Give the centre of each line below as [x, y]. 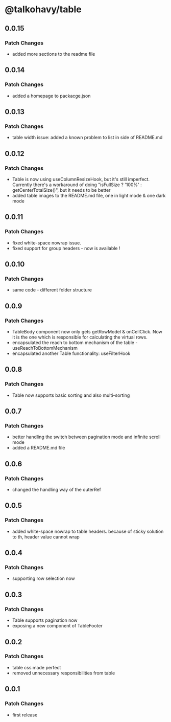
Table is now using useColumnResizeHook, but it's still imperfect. [81, 179]
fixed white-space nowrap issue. [46, 243]
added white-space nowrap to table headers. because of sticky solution [88, 531]
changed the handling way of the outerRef [57, 490]
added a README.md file [39, 448]
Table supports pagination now [45, 620]
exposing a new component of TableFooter [57, 626]
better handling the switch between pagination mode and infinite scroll [86, 437]
